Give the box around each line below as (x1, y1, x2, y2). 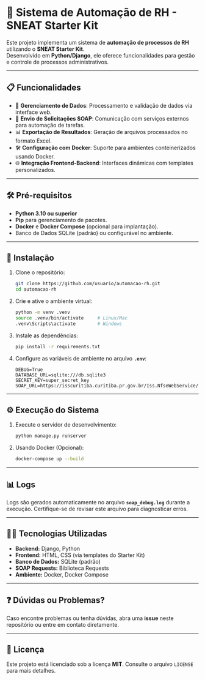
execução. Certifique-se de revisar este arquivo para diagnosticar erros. (6, 505, 188, 512)
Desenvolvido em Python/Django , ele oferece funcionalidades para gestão (6, 51, 195, 59)
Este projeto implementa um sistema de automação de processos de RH (6, 39, 189, 46)
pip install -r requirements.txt (15, 343, 101, 349)
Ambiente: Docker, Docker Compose (15, 570, 109, 578)
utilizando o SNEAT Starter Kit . (6, 45, 85, 53)
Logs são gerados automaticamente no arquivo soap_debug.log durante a (6, 499, 190, 506)
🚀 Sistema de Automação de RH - (6, 6, 177, 20)
